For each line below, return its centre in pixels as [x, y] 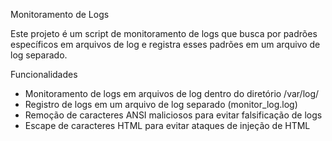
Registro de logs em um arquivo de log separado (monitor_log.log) [161, 104]
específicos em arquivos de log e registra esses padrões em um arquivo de [165, 44]
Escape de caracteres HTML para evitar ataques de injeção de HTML [167, 125]
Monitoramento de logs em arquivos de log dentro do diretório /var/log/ [172, 93]
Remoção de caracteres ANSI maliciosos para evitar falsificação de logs [173, 115]
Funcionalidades [44, 74]
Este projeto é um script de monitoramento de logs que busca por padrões [164, 33]
